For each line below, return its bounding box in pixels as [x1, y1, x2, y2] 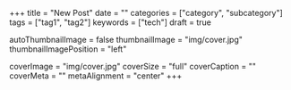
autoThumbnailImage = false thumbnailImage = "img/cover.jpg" [9, 35, 244, 45]
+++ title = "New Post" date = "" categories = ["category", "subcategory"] [9, 8, 284, 18]
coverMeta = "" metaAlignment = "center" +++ [9, 70, 183, 81]
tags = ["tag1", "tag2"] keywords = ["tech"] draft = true [9, 17, 212, 28]
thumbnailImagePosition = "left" [9, 44, 127, 54]
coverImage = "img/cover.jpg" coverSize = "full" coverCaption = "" [9, 61, 257, 71]
